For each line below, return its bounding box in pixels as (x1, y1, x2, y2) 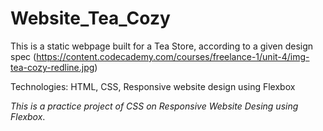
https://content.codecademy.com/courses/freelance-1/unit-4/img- (36, 50, 310, 62)
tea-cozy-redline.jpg (10, 61, 95, 73)
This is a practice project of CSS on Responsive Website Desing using (10, 100, 299, 112)
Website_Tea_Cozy (10, 7, 171, 30)
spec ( (10, 50, 37, 62)
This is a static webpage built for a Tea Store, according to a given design (10, 40, 314, 52)
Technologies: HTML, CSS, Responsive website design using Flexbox (10, 80, 296, 92)
